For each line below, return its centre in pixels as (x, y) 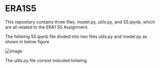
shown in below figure (27, 41)
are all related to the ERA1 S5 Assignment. (47, 27)
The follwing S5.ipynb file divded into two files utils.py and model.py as (76, 36)
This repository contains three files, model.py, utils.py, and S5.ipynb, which (80, 22)
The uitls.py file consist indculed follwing (46, 60)
